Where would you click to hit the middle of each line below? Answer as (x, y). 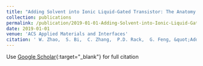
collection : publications (39, 17)
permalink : (20, 23)
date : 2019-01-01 (28, 28)
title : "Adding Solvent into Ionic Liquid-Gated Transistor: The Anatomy (101, 12)
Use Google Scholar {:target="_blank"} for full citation (72, 57)
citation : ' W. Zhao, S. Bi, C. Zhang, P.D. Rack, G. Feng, (89, 40)
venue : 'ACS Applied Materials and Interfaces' (67, 34)
